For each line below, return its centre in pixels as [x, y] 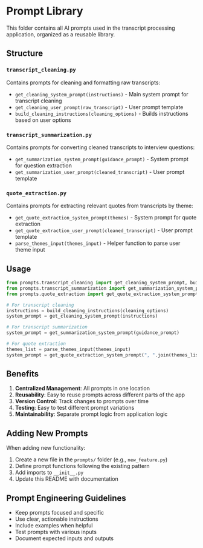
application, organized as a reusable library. [61, 34]
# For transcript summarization [47, 327]
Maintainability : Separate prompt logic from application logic [91, 414]
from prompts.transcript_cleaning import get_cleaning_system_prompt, [97, 283]
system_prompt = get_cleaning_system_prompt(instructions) [82, 316]
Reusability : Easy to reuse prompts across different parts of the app [100, 395]
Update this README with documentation [67, 479]
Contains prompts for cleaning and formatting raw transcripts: [83, 82]
